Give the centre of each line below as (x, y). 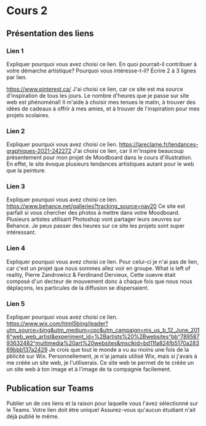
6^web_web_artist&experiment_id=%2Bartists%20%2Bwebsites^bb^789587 (103, 337)
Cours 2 (27, 11)
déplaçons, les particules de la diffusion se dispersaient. (78, 288)
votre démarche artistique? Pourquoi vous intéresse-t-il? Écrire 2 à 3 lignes (101, 71)
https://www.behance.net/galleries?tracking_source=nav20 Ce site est (96, 206)
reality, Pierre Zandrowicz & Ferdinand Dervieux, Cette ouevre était (91, 274)
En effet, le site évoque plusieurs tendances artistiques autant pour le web (101, 164)
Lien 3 (16, 187)
